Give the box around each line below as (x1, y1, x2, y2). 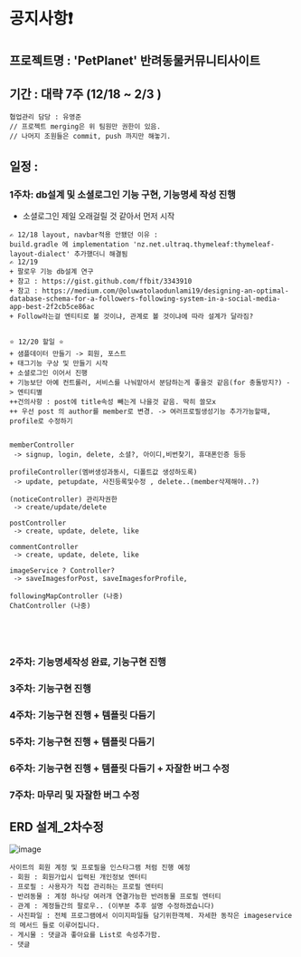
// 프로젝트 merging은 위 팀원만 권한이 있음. (9, 122, 161, 131)
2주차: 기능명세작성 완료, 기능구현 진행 (9, 656, 167, 668)
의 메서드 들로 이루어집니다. (9, 921, 100, 930)
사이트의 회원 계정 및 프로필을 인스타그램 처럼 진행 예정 (9, 863, 191, 873)
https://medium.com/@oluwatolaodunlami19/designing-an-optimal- (42, 286, 289, 295)
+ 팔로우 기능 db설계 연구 (9, 267, 94, 276)
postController (9, 518, 67, 528)
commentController (9, 543, 79, 552)
